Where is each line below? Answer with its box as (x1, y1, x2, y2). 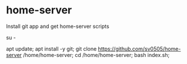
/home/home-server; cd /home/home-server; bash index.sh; (23, 51, 170, 58)
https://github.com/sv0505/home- (98, 45, 181, 52)
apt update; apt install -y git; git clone (6, 45, 97, 52)
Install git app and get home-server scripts (6, 23, 110, 30)
